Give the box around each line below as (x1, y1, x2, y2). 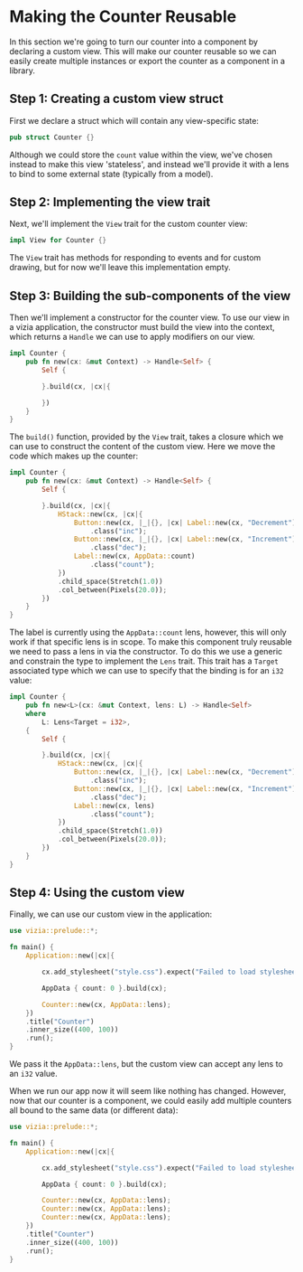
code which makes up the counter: (9, 450, 138, 462)
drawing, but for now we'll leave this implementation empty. (9, 262, 232, 273)
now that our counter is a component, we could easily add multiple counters (9, 1096, 292, 1107)
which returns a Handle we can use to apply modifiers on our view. (9, 332, 255, 343)
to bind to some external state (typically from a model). (9, 168, 214, 179)
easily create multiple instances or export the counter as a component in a (9, 55, 286, 66)
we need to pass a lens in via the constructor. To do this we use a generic (9, 646, 283, 657)
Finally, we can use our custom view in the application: (9, 909, 213, 919)
